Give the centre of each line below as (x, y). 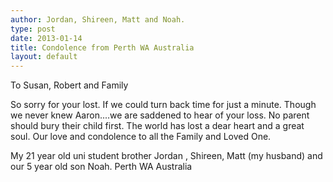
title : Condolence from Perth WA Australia (102, 47)
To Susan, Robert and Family (69, 85)
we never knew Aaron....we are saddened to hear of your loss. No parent (160, 115)
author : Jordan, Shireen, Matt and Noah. (98, 19)
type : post (33, 29)
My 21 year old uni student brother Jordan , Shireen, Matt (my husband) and (166, 156)
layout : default (44, 57)
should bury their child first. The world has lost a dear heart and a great (157, 126)
